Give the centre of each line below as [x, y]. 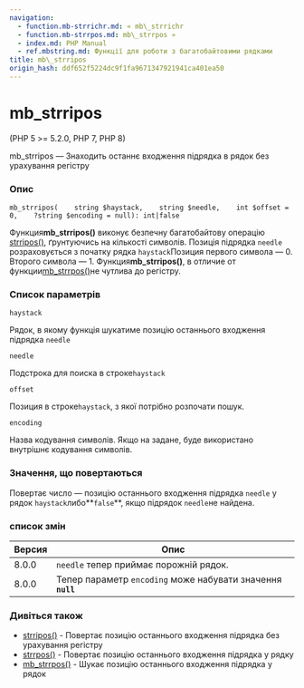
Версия [31, 549]
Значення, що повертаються [76, 473]
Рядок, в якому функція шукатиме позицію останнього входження [138, 330]
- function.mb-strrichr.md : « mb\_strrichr [100, 26]
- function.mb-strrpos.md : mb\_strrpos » [97, 34]
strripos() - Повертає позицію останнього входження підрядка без [151, 635]
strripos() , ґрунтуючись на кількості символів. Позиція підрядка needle [146, 242]
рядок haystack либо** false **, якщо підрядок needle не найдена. [132, 502]
